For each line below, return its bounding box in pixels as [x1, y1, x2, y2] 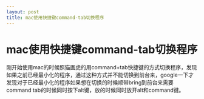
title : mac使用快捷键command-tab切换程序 [6, 15, 104, 21]
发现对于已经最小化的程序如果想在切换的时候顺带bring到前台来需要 [6, 79, 174, 86]
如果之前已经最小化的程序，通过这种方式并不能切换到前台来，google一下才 [6, 71, 194, 79]
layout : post [6, 9, 39, 15]
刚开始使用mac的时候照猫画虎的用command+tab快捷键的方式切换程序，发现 [6, 64, 197, 71]
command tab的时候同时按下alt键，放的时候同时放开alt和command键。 [6, 86, 185, 94]
